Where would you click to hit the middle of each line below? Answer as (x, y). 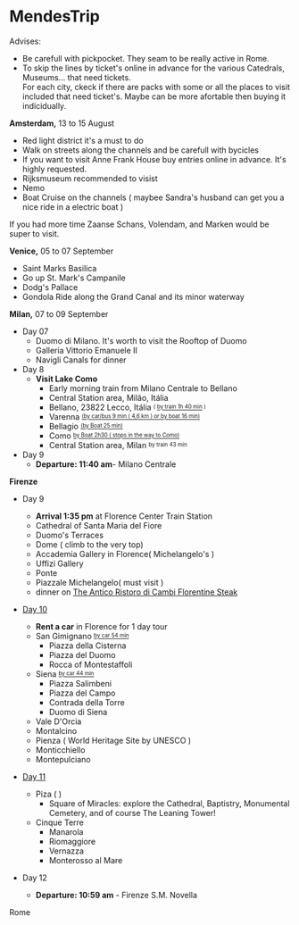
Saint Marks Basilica (59, 268)
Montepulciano (63, 759)
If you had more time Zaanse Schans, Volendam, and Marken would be (139, 224)
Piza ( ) (49, 794)
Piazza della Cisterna (87, 646)
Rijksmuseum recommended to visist (90, 178)
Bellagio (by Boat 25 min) (86, 426)
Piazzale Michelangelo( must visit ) (100, 582)
